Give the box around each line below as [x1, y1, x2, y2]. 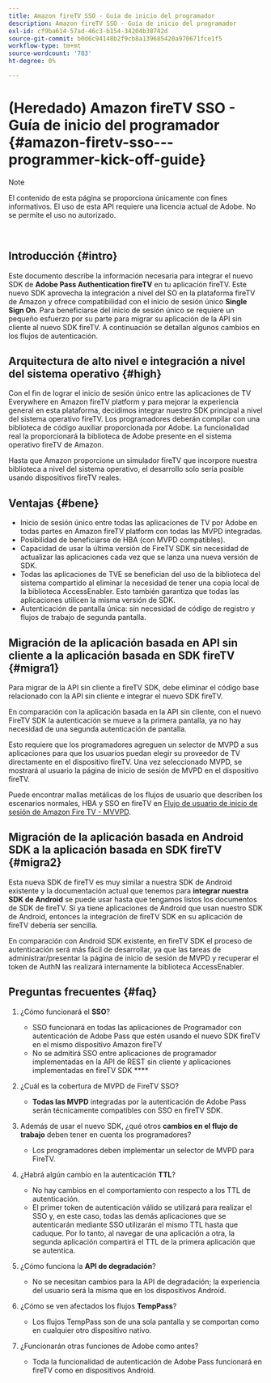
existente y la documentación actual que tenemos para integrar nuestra [8, 885, 249, 895]
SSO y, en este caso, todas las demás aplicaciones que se [32, 1211, 227, 1220]
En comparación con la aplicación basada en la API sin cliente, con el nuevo [8, 707, 261, 717]
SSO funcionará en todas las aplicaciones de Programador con [32, 1022, 242, 1032]
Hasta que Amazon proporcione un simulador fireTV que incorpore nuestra [8, 456, 258, 465]
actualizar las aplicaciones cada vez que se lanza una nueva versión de [19, 552, 259, 562]
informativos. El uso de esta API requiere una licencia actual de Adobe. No [8, 202, 256, 211]
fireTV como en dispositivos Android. [32, 1365, 156, 1375]
